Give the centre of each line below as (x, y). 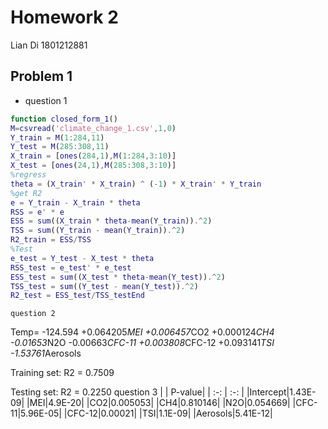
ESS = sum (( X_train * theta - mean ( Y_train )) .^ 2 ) (111, 221)
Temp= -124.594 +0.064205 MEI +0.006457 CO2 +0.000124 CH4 (142, 332)
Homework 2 (64, 17)
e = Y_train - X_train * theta (75, 202)
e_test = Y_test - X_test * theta (82, 258)
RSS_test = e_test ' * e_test (71, 267)
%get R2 (26, 193)
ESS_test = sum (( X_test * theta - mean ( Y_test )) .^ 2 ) (118, 277)
